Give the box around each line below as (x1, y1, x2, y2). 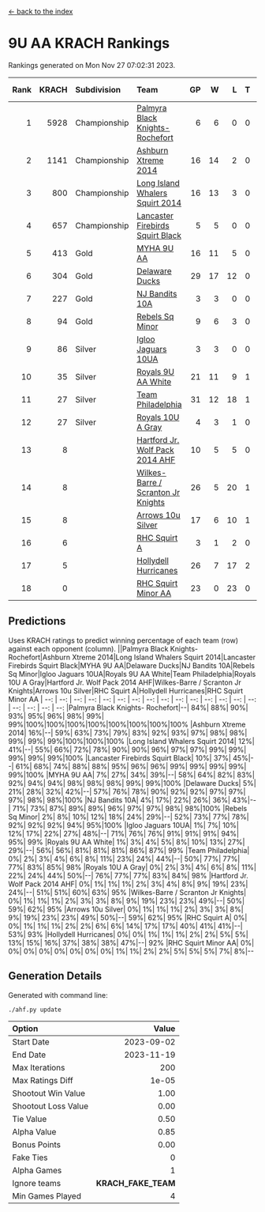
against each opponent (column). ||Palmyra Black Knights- (8, 644, 199, 653)
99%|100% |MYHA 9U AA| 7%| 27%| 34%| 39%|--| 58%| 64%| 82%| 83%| (8, 770, 255, 780)
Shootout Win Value (12, 1087, 85, 1098)
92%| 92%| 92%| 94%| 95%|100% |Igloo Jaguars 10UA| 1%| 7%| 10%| (8, 820, 239, 829)
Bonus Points (12, 1138, 62, 1150)
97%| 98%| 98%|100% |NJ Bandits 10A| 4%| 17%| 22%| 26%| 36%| (8, 795, 231, 805)
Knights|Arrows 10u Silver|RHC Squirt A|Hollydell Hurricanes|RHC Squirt (8, 685, 244, 695)
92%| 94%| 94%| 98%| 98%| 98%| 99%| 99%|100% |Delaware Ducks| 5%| (8, 778, 256, 787)
